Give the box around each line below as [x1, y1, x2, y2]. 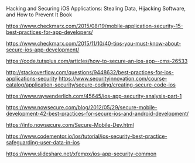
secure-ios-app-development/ [6, 46, 80, 53]
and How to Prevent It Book [6, 11, 72, 18]
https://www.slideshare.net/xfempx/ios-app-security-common [6, 150, 157, 157]
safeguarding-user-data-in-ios [6, 139, 80, 145]
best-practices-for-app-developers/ [6, 29, 93, 36]
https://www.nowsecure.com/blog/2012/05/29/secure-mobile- [6, 104, 158, 110]
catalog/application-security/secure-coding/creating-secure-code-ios [6, 81, 176, 88]
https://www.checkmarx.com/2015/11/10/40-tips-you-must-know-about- [6, 40, 182, 47]
